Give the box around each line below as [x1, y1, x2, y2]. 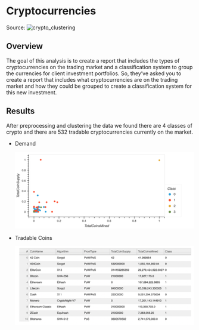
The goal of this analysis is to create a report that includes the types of [6, 57, 180, 64]
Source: [6, 24, 26, 31]
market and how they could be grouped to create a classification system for [6, 82, 192, 90]
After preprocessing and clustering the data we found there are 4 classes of [6, 122, 192, 129]
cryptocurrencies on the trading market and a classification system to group [6, 63, 193, 70]
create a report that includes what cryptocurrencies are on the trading [6, 76, 178, 83]
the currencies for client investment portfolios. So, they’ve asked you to [6, 70, 182, 77]
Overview [6, 41, 43, 51]
